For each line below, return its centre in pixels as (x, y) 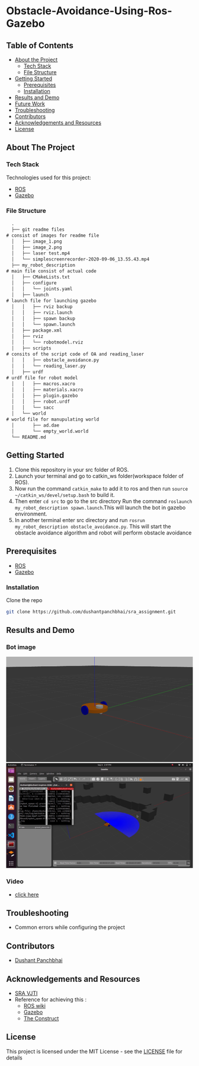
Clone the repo (24, 600)
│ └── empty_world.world (50, 431)
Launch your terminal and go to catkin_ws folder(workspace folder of (99, 476)
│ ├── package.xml (37, 330)
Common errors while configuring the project (70, 927)
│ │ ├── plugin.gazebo (45, 396)
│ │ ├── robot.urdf (41, 402)
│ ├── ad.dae (36, 425)
